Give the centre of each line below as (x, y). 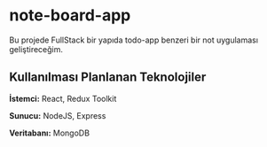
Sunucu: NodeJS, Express (58, 115)
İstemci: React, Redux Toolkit (63, 98)
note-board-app (70, 15)
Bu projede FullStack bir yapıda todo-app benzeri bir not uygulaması (134, 40)
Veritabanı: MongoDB (50, 133)
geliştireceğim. (36, 49)
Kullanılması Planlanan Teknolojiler (108, 77)
